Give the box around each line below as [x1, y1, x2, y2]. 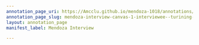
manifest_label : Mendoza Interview [6, 25, 94, 31]
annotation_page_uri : [6, 8, 60, 15]
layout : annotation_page [6, 19, 68, 25]
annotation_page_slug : [6, 14, 62, 20]
